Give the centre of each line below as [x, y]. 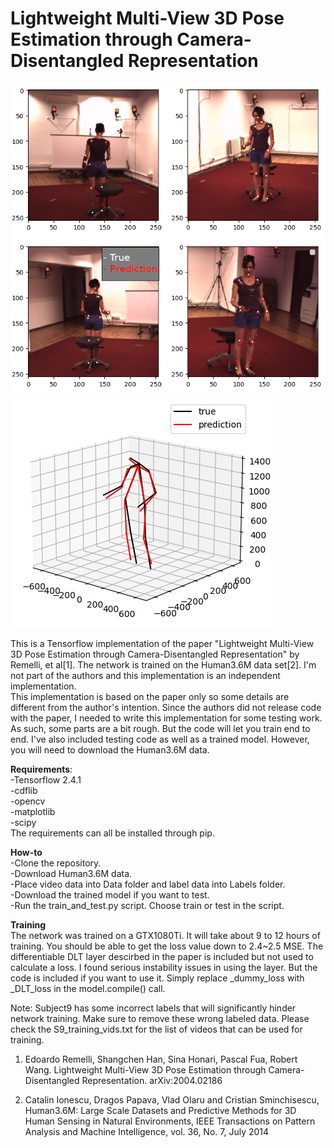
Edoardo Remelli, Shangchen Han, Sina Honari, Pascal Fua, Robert [161, 1059]
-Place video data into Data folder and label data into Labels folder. [148, 884]
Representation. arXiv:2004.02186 [152, 1081]
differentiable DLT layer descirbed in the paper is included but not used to [162, 957]
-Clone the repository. [56, 863]
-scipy [23, 823]
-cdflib [24, 791]
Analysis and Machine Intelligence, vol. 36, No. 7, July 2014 [147, 1132]
